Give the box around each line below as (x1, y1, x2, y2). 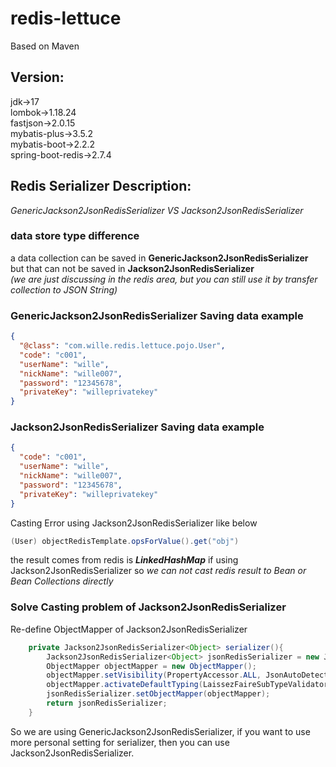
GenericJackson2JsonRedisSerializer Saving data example (10, 308, 304, 322)
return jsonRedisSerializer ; (46, 698, 168, 708)
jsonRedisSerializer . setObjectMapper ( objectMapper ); (46, 689, 271, 699)
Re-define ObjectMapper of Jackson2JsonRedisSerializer (10, 623, 248, 635)
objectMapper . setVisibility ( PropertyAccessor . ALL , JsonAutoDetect (46, 670, 329, 681)
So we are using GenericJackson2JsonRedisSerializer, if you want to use (10, 725, 311, 737)
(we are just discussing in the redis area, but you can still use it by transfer (10, 273, 318, 285)
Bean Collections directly (10, 575, 114, 587)
